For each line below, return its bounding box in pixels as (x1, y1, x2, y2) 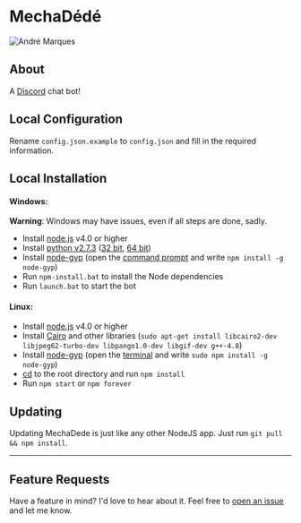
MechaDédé (9, 6, 102, 27)
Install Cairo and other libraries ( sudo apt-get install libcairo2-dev (21, 330, 278, 341)
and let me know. (9, 504, 73, 516)
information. (9, 145, 55, 156)
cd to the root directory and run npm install (21, 369, 185, 380)
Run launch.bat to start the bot (21, 280, 137, 292)
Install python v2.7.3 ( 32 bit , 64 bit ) (21, 243, 152, 253)
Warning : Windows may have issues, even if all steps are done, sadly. (9, 216, 267, 227)
